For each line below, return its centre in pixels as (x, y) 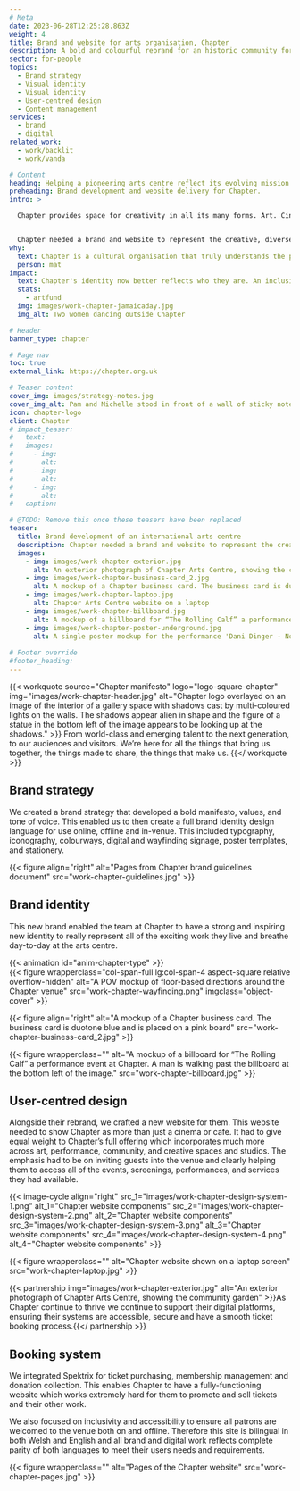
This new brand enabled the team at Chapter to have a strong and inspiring (147, 926)
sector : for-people (46, 59)
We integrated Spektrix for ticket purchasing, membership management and (149, 1376)
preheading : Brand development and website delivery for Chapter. (135, 192)
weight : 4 (28, 34)
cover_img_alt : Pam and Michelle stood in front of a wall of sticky (142, 404)
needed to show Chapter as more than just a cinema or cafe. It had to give (146, 1132)
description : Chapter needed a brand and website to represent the (146, 545)
